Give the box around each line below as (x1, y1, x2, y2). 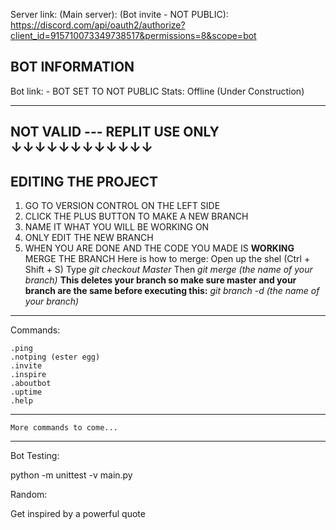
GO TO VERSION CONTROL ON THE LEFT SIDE (24, 200, 221, 212)
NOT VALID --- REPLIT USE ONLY (10, 124, 220, 141)
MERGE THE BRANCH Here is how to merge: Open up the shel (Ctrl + (24, 253, 311, 265)
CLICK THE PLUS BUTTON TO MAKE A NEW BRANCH (24, 210, 249, 223)
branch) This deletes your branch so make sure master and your (24, 274, 297, 286)
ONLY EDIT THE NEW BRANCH (24, 232, 154, 244)
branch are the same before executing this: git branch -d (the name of (24, 285, 320, 297)
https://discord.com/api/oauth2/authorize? (10, 19, 186, 31)
